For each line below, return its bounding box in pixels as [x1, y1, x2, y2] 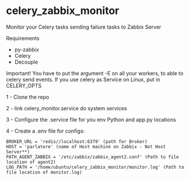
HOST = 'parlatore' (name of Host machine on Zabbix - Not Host [6, 144, 166, 149]
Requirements [6, 34, 40, 41]
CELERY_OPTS [6, 82, 42, 89]
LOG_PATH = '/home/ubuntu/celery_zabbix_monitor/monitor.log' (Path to [6, 164, 184, 170]
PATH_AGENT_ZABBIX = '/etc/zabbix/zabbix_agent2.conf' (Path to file [6, 154, 179, 160]
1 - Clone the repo [6, 93, 50, 100]
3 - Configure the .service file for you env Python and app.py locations [6, 116, 177, 123]
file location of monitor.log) [6, 169, 82, 175]
